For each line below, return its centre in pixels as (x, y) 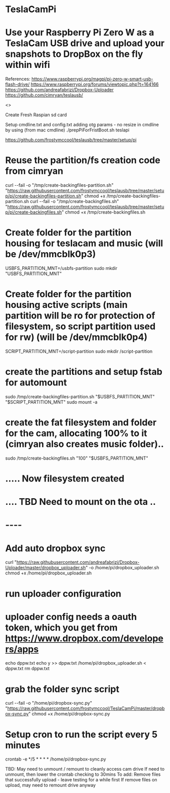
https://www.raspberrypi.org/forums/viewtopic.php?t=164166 (95, 84)
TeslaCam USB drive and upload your (85, 43)
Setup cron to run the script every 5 (81, 734)
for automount (36, 383)
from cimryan (34, 171)
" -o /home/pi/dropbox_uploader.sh (122, 568)
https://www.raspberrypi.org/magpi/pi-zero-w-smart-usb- (92, 79)
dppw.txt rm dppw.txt (27, 669)
